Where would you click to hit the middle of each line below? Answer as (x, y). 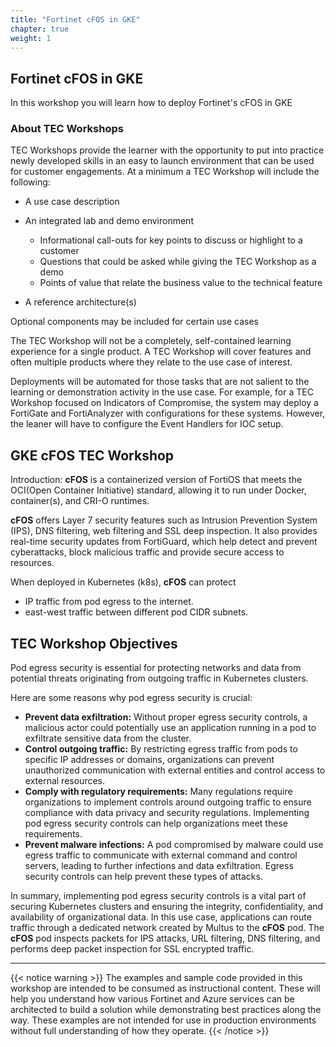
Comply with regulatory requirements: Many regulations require (158, 792)
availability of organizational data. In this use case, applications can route (161, 917)
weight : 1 (31, 38)
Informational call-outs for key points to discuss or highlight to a (171, 240)
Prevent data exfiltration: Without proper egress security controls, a (166, 717)
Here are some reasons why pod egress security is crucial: (131, 698)
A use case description (72, 202)
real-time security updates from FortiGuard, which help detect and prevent (164, 542)
